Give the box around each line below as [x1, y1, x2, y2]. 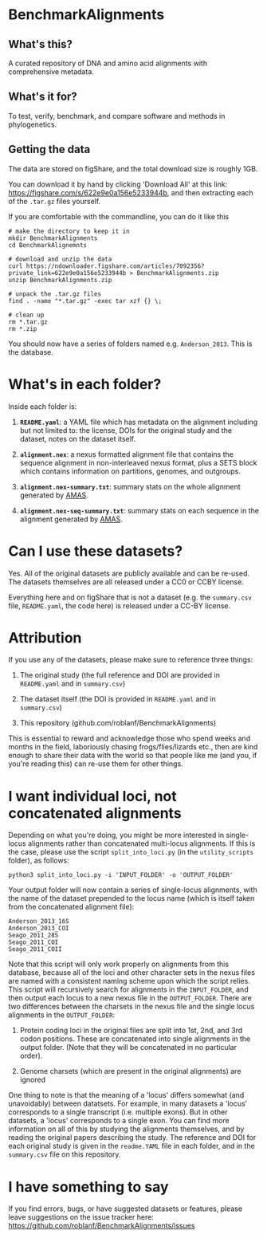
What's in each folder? [8, 375, 162, 393]
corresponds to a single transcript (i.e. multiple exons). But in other [8, 1107, 228, 1117]
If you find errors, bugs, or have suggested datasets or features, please [8, 1204, 243, 1213]
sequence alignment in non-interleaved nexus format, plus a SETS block [19, 458, 257, 467]
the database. [8, 347, 54, 356]
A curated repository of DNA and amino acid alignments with [8, 58, 208, 68]
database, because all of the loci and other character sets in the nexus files [8, 968, 255, 977]
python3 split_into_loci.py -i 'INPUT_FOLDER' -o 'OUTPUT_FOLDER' [8, 871, 234, 879]
